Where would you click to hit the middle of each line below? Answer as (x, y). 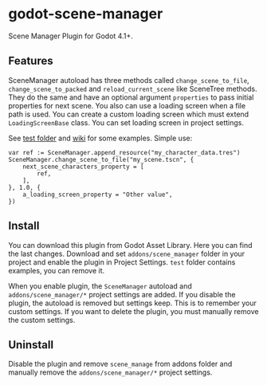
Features (31, 61)
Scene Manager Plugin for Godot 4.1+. (71, 36)
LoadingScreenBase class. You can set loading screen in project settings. (126, 122)
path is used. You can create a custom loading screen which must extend (129, 114)
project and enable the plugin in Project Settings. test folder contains (122, 262)
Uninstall (31, 345)
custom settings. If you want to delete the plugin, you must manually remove (133, 311)
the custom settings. (42, 320)
